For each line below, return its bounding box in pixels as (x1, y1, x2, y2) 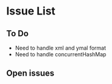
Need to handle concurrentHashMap (15, 51, 107, 58)
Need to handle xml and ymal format (15, 44, 106, 51)
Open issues (6, 68, 54, 79)
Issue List (6, 4, 56, 18)
